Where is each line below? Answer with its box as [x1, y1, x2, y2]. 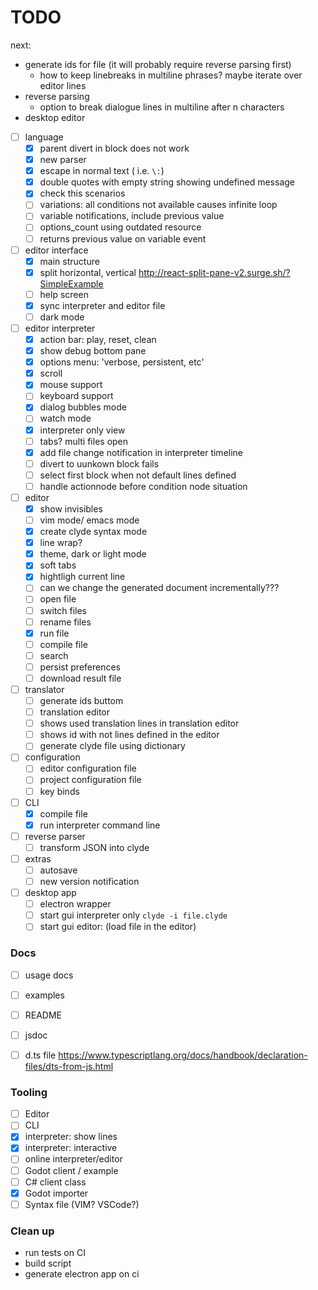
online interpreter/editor [24, 1153, 123, 1165]
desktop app [24, 887, 77, 899]
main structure [39, 255, 100, 267]
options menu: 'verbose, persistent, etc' [39, 356, 205, 368]
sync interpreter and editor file [39, 299, 166, 311]
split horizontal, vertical [39, 266, 137, 278]
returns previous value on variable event [39, 232, 207, 245]
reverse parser [24, 830, 86, 842]
